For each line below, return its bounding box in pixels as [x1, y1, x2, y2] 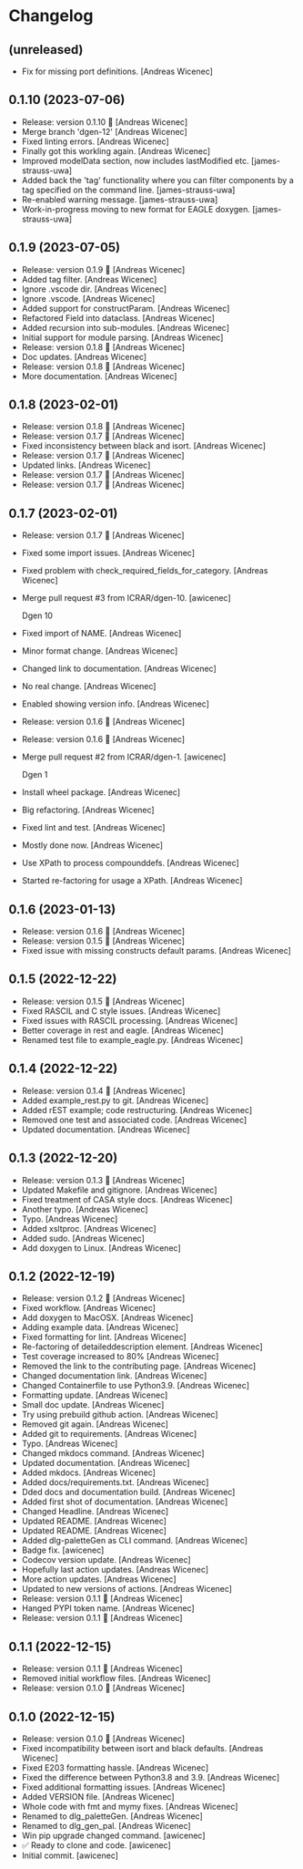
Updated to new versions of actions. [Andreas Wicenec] [21, 1584, 233, 1595]
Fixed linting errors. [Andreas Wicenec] [21, 136, 169, 147]
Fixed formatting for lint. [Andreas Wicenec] [21, 1332, 187, 1343]
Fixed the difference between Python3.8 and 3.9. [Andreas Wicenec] [21, 1771, 280, 1782]
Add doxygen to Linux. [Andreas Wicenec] [21, 1242, 181, 1254]
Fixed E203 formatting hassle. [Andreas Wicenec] [21, 1761, 209, 1773]
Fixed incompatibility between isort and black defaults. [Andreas [21, 1742, 264, 1753]
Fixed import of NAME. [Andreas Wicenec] [21, 628, 182, 639]
